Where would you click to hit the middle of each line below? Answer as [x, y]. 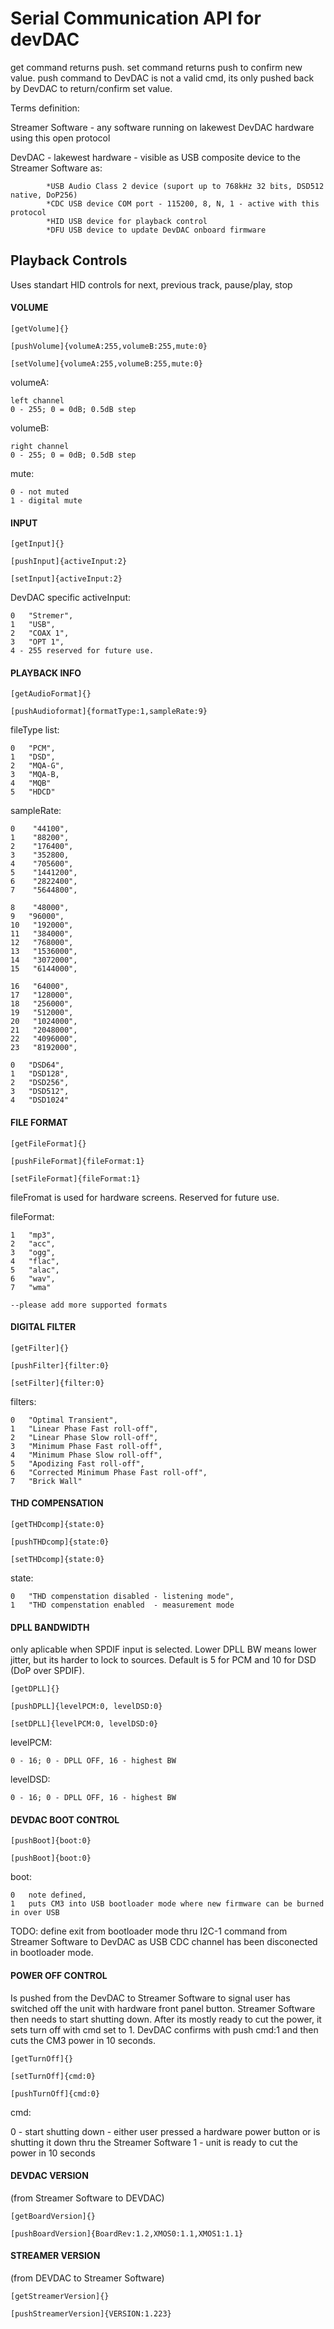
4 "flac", [35, 1261]
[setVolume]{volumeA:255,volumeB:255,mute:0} [106, 363]
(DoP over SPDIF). [47, 1671]
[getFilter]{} [40, 1348]
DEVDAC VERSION [49, 2176]
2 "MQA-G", [37, 766]
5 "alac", [35, 1270]
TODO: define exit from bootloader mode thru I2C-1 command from [149, 1931]
